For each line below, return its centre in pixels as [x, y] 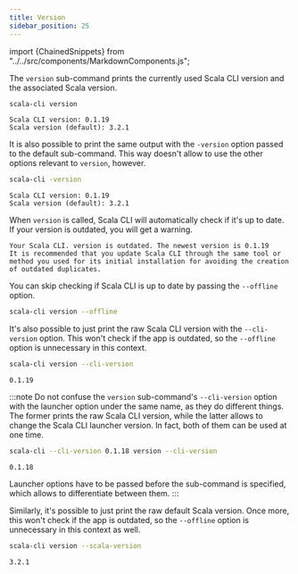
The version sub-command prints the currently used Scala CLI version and [147, 78]
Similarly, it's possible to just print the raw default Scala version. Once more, [149, 511]
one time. [27, 435]
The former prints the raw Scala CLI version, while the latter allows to [136, 416]
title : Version [37, 17]
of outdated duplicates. [55, 270]
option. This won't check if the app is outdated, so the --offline [158, 338]
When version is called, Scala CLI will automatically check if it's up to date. [147, 220]
